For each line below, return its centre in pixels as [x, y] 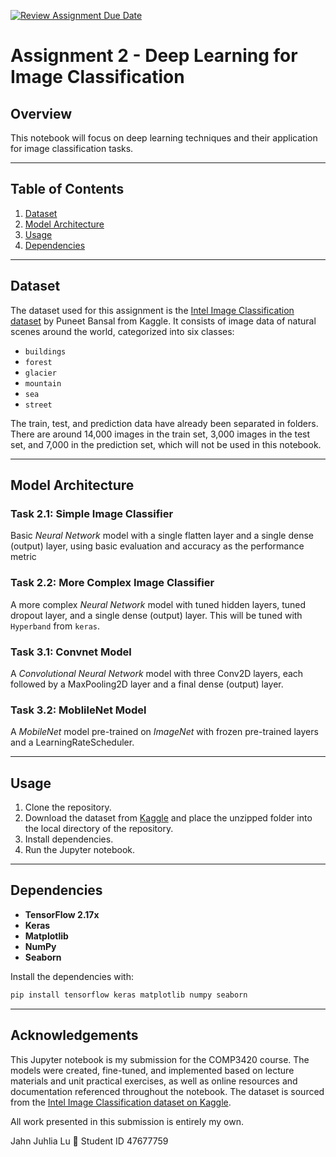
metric [23, 557]
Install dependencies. [69, 839]
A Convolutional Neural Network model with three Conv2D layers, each [157, 673]
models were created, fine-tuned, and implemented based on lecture [152, 1070]
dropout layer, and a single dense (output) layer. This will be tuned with [156, 615]
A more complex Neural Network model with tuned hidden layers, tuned [158, 604]
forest [38, 362]
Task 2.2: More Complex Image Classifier [112, 583]
